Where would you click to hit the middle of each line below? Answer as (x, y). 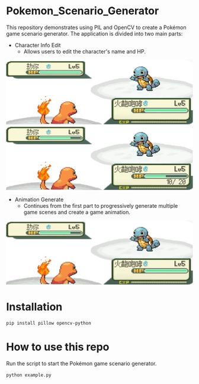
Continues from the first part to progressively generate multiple (101, 205)
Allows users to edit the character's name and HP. (85, 51)
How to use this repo (58, 347)
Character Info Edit (38, 45)
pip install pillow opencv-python (49, 323)
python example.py (29, 375)
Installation (34, 307)
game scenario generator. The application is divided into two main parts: (94, 33)
